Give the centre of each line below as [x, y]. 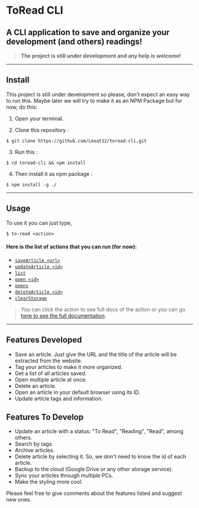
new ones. [19, 500]
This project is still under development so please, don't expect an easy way [98, 94]
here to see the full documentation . [63, 315]
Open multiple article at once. [51, 379]
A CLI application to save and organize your [88, 32]
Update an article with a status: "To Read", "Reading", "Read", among [99, 431]
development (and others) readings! [74, 41]
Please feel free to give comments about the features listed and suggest [94, 493]
